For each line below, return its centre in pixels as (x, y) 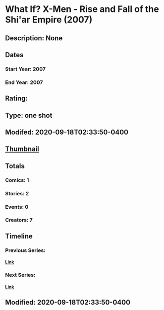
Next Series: (20, 275)
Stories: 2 (17, 193)
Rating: (17, 99)
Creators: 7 (19, 220)
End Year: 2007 (24, 82)
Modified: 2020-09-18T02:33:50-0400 (68, 302)
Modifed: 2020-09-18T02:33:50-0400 (67, 132)
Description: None (34, 38)
